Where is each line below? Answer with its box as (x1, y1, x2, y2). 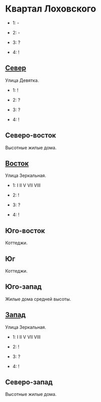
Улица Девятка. (5, 77, 39, 83)
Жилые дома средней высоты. (5, 296, 71, 302)
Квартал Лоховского (5, 3, 96, 15)
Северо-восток (5, 131, 56, 140)
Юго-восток (5, 226, 45, 235)
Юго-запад (5, 283, 42, 291)
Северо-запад (5, 378, 53, 387)
